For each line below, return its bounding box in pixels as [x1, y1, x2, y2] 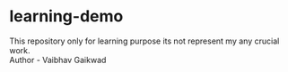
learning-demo [9, 6, 124, 27]
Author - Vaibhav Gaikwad [9, 54, 107, 65]
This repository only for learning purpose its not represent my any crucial [9, 36, 280, 46]
